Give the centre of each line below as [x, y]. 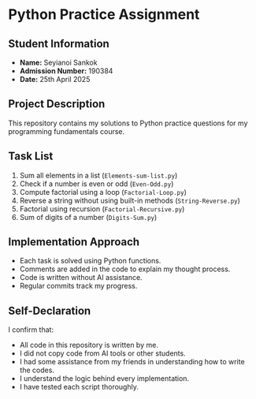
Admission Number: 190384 [66, 71]
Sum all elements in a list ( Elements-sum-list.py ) [98, 175]
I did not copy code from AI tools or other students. [103, 353]
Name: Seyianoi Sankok [58, 62]
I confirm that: [31, 330]
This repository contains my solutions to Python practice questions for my [128, 123]
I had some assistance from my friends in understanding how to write [132, 362]
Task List [31, 157]
